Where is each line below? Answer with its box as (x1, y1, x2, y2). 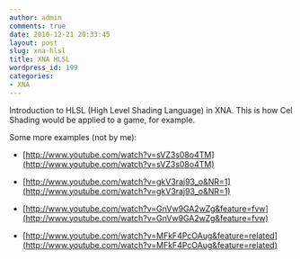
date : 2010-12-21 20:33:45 (9, 30, 110, 39)
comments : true (9, 22, 66, 31)
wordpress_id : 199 (9, 64, 78, 73)
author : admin (9, 13, 63, 22)
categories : (9, 72, 54, 81)
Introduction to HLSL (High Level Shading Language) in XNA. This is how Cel (9, 104, 293, 115)
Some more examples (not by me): (9, 131, 137, 142)
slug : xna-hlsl (9, 47, 66, 56)
